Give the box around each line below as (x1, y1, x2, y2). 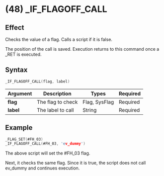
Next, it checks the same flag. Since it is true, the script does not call (5, 160, 146, 166)
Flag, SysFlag (82, 98, 114, 105)
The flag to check (37, 98, 78, 105)
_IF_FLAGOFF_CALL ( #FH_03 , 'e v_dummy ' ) (5, 141, 85, 146)
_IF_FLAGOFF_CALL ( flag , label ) (5, 79, 70, 84)
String (82, 106, 97, 113)
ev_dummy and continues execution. (5, 165, 80, 171)
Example (5, 123, 33, 132)
